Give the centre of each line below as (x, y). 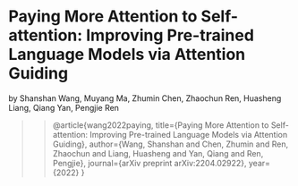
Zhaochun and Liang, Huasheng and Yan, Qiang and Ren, (158, 153)
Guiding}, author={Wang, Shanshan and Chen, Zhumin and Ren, (170, 144)
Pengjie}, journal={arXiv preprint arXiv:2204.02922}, (149, 163)
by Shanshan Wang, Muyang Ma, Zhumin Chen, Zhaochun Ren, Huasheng (145, 98)
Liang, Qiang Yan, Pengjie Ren (64, 107)
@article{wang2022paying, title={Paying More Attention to (161, 125)
